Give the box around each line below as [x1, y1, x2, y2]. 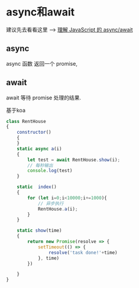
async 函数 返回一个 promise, [6, 60, 78, 67]
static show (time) [17, 228, 62, 234]
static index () [17, 184, 57, 190]
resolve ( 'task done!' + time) [48, 250, 118, 255]
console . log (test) [27, 168, 73, 174]
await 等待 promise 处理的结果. [6, 94, 82, 101]
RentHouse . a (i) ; [37, 206, 78, 212]
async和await [6, 5, 75, 19]
